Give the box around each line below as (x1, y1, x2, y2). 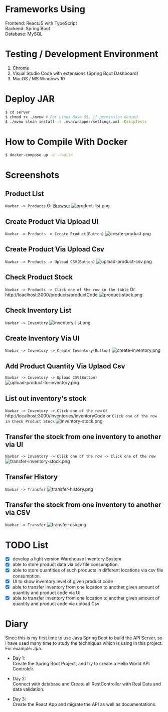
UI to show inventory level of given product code (12, 578, 113, 584)
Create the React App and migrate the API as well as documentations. (12, 701, 156, 707)
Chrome (12, 65, 30, 71)
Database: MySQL (5, 31, 43, 37)
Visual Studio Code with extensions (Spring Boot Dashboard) (12, 70, 139, 76)
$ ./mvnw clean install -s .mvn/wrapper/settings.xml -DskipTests (5, 119, 147, 124)
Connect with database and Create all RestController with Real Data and (12, 681, 161, 687)
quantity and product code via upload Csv (12, 601, 100, 607)
